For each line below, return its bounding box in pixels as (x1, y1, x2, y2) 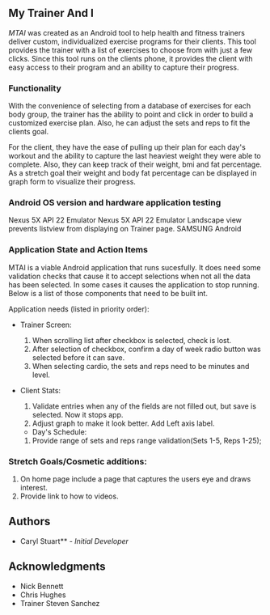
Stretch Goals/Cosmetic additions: (8, 456, 147, 467)
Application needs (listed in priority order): (8, 303, 150, 314)
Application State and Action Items (8, 244, 148, 256)
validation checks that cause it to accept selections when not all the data (8, 271, 251, 281)
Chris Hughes (19, 590, 66, 600)
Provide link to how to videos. (19, 491, 119, 501)
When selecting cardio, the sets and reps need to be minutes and (32, 361, 250, 371)
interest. (19, 483, 49, 492)
